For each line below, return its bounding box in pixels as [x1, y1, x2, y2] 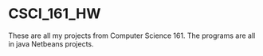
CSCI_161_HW [8, 5, 101, 23]
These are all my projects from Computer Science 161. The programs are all [8, 31, 256, 40]
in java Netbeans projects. [8, 39, 94, 48]
